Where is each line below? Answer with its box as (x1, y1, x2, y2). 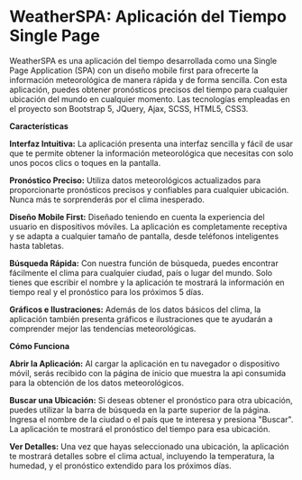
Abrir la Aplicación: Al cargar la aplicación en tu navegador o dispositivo (9, 358, 280, 369)
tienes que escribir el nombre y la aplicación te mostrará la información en (9, 277, 286, 288)
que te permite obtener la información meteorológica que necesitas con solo (9, 147, 294, 159)
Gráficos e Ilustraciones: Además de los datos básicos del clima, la (9, 304, 261, 315)
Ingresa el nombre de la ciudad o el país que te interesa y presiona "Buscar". (9, 413, 294, 425)
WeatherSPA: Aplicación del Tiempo (9, 6, 287, 27)
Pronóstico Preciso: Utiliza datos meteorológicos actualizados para (9, 174, 261, 186)
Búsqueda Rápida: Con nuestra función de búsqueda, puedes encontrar (9, 257, 279, 268)
